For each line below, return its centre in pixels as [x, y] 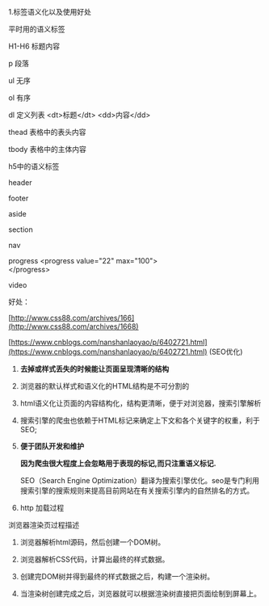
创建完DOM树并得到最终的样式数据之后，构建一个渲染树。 [117, 577]
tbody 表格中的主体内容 [47, 149]
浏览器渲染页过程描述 [44, 525]
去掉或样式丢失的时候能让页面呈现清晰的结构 [95, 369]
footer [19, 198]
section [21, 229]
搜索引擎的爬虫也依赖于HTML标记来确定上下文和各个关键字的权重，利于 [140, 420]
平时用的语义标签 [37, 29]
